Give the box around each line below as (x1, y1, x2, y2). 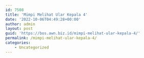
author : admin (5, 21, 36, 27)
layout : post (5, 26, 33, 31)
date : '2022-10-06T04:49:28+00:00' (5, 17, 81, 22)
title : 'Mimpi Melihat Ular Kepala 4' (5, 12, 88, 17)
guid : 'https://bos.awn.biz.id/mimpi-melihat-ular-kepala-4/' (5, 31, 140, 36)
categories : (5, 40, 31, 45)
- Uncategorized (14, 45, 50, 50)
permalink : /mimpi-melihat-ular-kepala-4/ (5, 36, 97, 41)
